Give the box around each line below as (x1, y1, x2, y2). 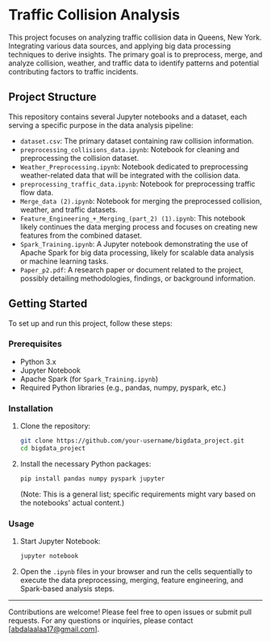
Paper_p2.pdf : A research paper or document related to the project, (19, 264, 244, 274)
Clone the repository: (19, 421, 91, 431)
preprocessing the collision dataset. (19, 153, 140, 163)
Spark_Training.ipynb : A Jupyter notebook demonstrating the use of (19, 239, 248, 248)
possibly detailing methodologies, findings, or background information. (19, 273, 256, 283)
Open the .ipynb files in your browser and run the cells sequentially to (19, 566, 252, 576)
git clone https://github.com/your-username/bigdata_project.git (19, 437, 244, 446)
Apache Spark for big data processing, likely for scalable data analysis (19, 247, 254, 257)
